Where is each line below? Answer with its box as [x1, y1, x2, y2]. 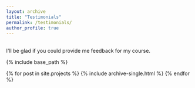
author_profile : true [6, 25, 59, 31]
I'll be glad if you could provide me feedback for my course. [6, 48, 151, 55]
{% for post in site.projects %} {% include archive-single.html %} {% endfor [6, 70, 190, 77]
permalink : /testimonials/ [6, 19, 72, 25]
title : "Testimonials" [6, 14, 62, 20]
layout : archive [6, 8, 46, 15]
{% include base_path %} [6, 59, 68, 66]
